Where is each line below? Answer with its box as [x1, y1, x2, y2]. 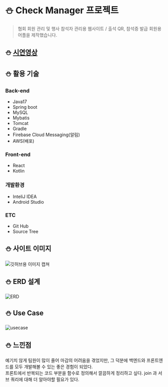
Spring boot [12, 104, 37, 110]
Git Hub [12, 223, 29, 229]
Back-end [5, 87, 30, 94]
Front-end [5, 151, 31, 158]
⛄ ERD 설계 [5, 277, 40, 286]
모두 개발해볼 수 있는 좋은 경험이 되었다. [14, 364, 93, 370]
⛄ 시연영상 [5, 48, 38, 57]
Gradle [12, 125, 27, 132]
